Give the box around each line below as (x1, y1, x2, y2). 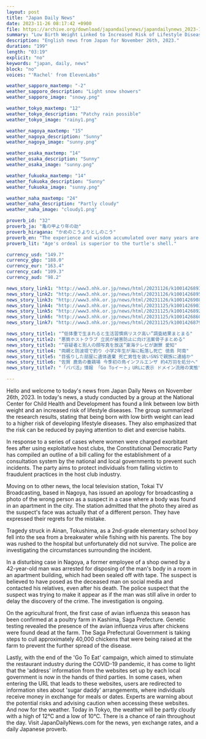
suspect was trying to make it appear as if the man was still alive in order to (6, 591, 197, 598)
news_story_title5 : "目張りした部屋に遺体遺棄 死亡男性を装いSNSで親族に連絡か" (6, 353, 194, 359)
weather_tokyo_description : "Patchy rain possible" (6, 111, 141, 117)
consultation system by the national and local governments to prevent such (6, 458, 196, 465)
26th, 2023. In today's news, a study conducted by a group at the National (6, 394, 194, 400)
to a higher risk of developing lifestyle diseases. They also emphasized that (6, 419, 197, 427)
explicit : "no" (6, 55, 45, 61)
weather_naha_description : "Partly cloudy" (6, 201, 120, 207)
